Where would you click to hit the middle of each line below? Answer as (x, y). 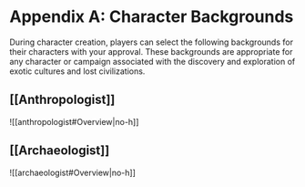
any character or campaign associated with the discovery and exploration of (152, 61)
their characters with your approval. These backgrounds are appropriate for (151, 51)
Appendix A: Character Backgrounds (152, 17)
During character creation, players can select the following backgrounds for (152, 42)
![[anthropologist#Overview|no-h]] (74, 121)
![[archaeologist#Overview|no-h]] (73, 172)
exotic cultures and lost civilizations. (77, 71)
